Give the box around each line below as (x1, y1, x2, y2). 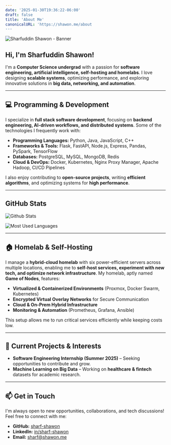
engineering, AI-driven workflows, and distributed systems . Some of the (5, 122, 162, 128)
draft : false (5, 12, 33, 17)
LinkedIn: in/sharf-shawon (12, 429, 69, 435)
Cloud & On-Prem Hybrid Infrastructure (12, 302, 98, 308)
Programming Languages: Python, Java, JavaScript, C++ (12, 137, 134, 143)
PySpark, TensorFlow (12, 148, 58, 154)
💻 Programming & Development (5, 101, 109, 109)
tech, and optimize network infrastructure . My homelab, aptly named (5, 270, 153, 276)
